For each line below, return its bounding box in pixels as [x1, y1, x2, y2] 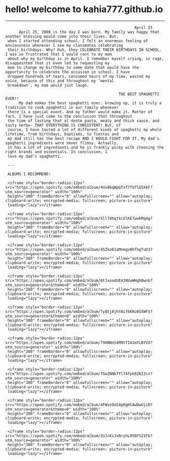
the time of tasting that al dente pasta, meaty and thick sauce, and [7, 118, 159, 123]
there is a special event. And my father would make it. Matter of [7, 109, 153, 115]
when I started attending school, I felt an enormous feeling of [7, 38, 148, 44]
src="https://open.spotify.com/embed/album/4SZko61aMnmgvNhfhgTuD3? [5, 247, 153, 252]
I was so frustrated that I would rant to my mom [5, 52, 112, 57]
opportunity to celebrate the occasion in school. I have [5, 69, 130, 75]
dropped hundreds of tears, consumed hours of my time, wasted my [7, 74, 151, 79]
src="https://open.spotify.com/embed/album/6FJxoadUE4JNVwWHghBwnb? [5, 278, 153, 283]
